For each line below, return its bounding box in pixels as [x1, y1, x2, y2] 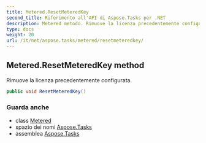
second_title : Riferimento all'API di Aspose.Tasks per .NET [6, 15, 166, 21]
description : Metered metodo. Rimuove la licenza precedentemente [6, 20, 180, 26]
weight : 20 [6, 32, 34, 38]
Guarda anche [6, 102, 50, 111]
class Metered [15, 117, 51, 124]
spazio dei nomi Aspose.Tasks [15, 123, 92, 131]
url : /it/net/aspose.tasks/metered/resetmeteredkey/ [6, 37, 144, 44]
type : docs [6, 26, 34, 33]
